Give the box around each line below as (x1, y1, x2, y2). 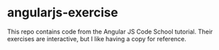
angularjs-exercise (7, 5, 119, 21)
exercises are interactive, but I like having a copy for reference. (7, 34, 187, 42)
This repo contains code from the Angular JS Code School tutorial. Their (7, 27, 213, 36)
